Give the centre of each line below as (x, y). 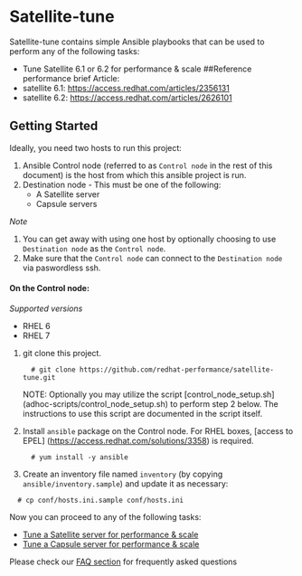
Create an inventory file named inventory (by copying (123, 474)
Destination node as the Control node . (94, 248)
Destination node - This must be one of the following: (122, 184)
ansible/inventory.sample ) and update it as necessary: (125, 483)
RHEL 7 (36, 335)
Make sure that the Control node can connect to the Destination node (152, 258)
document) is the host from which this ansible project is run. (134, 175)
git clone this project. (62, 353)
